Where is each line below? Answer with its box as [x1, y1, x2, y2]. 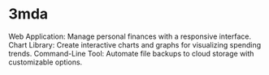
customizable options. [8, 57, 83, 67]
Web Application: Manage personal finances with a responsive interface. [8, 31, 252, 41]
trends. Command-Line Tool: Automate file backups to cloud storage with [8, 48, 254, 58]
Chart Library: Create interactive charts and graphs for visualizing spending [8, 40, 262, 49]
